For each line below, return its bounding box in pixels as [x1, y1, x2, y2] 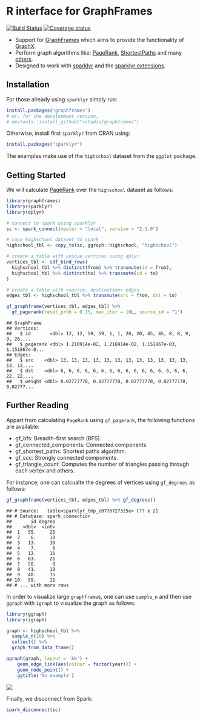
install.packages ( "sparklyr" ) [6, 141, 83, 148]
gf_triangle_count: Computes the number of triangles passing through [15, 460, 190, 468]
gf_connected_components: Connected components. [15, 441, 148, 448]
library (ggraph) [6, 611, 47, 617]
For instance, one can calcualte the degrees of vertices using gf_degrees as [6, 479, 195, 486]
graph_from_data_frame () [12, 645, 75, 651]
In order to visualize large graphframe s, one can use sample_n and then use [6, 593, 192, 600]
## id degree [6, 518, 56, 525]
